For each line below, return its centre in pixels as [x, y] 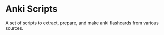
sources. [14, 28]
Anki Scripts [31, 9]
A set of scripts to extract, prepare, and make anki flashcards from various [82, 23]
